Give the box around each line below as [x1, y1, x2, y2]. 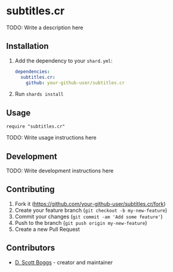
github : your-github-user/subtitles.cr [26, 79, 125, 86]
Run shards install [14, 91, 64, 98]
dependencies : [14, 69, 50, 75]
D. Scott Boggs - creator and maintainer [14, 258, 113, 266]
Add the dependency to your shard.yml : [14, 57, 113, 64]
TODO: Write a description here [6, 24, 84, 31]
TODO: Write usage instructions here [6, 134, 97, 141]
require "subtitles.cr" [6, 123, 66, 129]
